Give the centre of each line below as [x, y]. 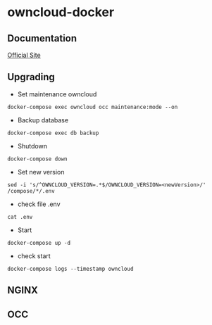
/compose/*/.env [31, 191]
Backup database [43, 120]
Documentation [42, 38]
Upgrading [31, 77]
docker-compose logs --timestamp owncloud [70, 269]
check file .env [39, 204]
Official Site [24, 55]
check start [34, 256]
